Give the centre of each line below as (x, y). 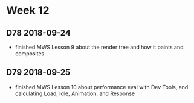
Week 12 (28, 11)
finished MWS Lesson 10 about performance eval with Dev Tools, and (102, 87)
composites (30, 54)
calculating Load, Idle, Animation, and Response (75, 93)
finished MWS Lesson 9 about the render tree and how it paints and (99, 47)
